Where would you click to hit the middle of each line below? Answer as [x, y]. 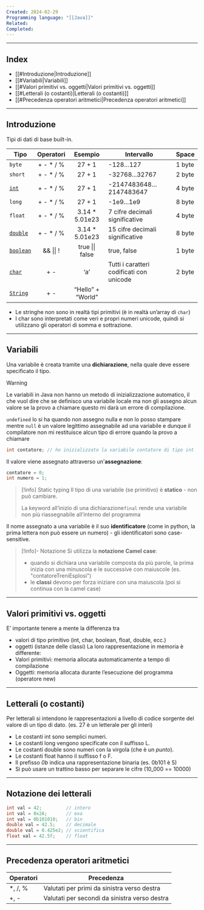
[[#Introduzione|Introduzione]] [53, 74]
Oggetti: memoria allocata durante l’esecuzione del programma [94, 673]
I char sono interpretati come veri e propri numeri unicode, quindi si [99, 318]
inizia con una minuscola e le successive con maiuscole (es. [105, 569]
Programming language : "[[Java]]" [50, 18]
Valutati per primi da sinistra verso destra [102, 888]
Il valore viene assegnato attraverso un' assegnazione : [74, 461]
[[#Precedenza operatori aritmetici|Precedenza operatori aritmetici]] [100, 100]
